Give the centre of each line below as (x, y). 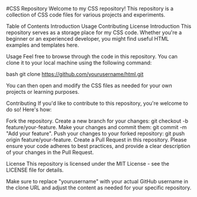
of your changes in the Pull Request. (50, 152)
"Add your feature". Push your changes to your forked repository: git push (96, 133)
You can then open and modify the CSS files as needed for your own (89, 86)
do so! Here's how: (29, 109)
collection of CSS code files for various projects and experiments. (86, 15)
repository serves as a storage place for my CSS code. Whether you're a (94, 32)
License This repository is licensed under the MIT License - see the (88, 164)
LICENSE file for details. (35, 170)
